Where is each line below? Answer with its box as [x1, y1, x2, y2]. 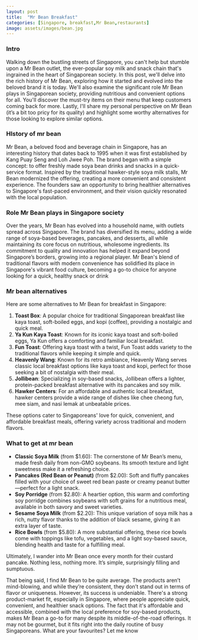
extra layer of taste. [14, 522, 63, 529]
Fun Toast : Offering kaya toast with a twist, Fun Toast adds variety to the [14, 343, 192, 351]
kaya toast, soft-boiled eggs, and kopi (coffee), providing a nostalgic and [14, 319, 192, 326]
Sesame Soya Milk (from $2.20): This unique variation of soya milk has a [14, 510, 193, 517]
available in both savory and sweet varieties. [14, 503, 123, 510]
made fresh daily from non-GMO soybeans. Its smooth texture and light [14, 459, 189, 466]
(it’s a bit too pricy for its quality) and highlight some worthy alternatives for [6, 109, 189, 116]
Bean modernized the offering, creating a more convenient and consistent [6, 174, 186, 182]
